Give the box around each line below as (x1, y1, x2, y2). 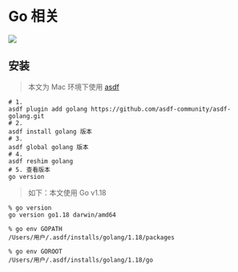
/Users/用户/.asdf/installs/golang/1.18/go (8, 256, 154, 264)
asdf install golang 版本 (8, 128, 92, 136)
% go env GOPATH (8, 225, 63, 233)
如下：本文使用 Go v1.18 (27, 188, 107, 197)
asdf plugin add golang (8, 105, 88, 113)
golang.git (8, 112, 45, 120)
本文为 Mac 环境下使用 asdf (27, 82, 120, 91)
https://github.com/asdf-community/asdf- (91, 105, 231, 113)
